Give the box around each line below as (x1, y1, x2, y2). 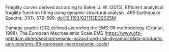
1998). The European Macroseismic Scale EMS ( (5, 30, 106, 36)
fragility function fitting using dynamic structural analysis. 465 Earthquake (5, 10, 161, 16)
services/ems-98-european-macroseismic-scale (5, 41, 108, 47)
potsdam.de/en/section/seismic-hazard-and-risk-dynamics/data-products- (5, 35, 164, 41)
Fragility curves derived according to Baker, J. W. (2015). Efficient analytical (5, 5, 164, 10)
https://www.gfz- (106, 30, 143, 36)
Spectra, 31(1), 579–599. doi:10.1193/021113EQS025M (5, 15, 116, 21)
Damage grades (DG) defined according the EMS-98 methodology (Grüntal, (5, 25, 164, 31)
